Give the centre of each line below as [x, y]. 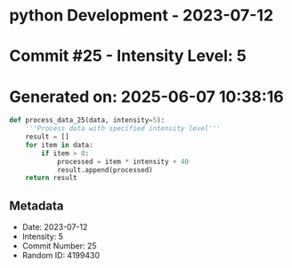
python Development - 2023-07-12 [142, 16]
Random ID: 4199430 [61, 256]
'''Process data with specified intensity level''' [123, 129]
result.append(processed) [105, 169]
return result [51, 178]
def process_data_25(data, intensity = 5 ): [87, 121]
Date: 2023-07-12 [55, 227]
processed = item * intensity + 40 [123, 162]
